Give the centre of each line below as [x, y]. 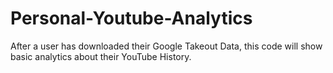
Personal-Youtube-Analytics [131, 18]
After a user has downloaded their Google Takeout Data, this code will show [166, 46]
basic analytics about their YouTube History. [101, 56]
